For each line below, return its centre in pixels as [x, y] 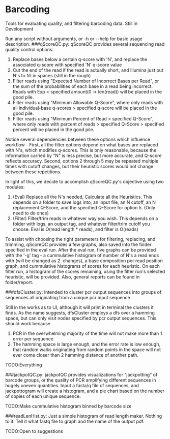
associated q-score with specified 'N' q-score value [67, 65]
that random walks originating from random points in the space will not [87, 350]
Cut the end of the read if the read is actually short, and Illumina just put [88, 70]
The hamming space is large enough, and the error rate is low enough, [86, 344]
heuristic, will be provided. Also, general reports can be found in [73, 277]
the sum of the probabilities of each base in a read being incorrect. [83, 86]
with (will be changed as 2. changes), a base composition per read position [84, 261]
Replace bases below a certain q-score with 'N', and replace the [80, 59]
